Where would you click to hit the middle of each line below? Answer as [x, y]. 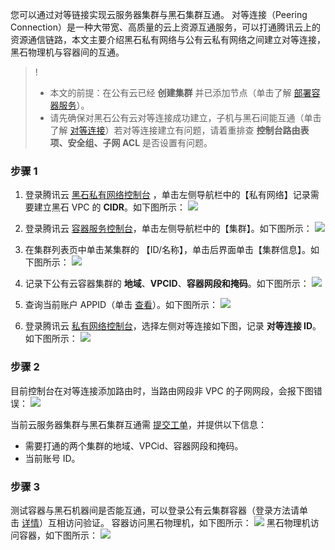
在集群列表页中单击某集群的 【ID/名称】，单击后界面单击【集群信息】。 [168, 250]
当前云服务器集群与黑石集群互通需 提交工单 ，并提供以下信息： [138, 424]
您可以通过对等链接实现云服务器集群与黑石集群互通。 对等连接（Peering [159, 14]
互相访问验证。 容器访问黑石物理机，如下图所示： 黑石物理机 [179, 522]
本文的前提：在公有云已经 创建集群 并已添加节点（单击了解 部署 [180, 92]
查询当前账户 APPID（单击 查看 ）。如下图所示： [121, 305]
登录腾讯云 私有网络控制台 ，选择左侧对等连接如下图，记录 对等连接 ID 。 [173, 326]
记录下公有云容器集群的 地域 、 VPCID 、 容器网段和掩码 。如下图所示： [167, 284]
